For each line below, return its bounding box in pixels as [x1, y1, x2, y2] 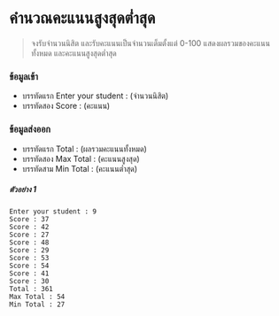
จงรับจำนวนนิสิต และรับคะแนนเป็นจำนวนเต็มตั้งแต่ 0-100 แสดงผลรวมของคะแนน [30, 37, 270, 48]
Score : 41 [9, 269, 50, 278]
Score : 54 [9, 261, 50, 270]
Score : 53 [9, 253, 50, 262]
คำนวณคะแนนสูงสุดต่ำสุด [9, 8, 156, 28]
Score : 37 [9, 214, 50, 224]
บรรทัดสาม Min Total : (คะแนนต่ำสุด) [21, 163, 138, 173]
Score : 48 [9, 238, 50, 247]
